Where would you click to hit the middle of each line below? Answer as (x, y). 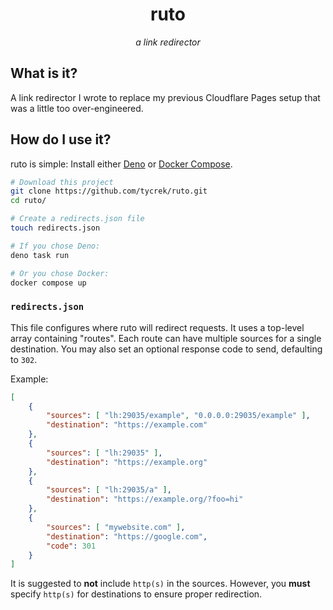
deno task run (40, 255)
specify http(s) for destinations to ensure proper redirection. (136, 594)
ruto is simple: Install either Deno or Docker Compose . (121, 164)
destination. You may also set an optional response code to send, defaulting (166, 349)
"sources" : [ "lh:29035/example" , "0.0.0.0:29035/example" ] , (178, 416)
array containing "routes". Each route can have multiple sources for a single (166, 338)
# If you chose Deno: (55, 246)
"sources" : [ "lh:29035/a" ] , (109, 490)
